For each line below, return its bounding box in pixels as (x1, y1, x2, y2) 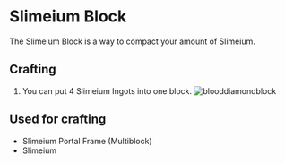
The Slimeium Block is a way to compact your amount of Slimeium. (9, 36, 255, 47)
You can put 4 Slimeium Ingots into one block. (22, 85, 193, 96)
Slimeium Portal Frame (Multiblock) (22, 135, 152, 146)
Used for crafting (9, 112, 107, 127)
